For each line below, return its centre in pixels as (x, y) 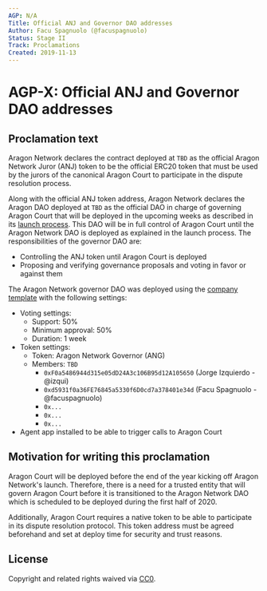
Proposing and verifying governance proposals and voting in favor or (133, 265)
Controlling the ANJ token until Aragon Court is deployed (113, 257)
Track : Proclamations (44, 46)
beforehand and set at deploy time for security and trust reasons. (116, 534)
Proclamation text (53, 139)
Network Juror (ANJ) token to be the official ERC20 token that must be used (133, 166)
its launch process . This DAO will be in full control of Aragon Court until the (131, 224)
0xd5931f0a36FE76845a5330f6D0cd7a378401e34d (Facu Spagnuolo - (150, 389)
